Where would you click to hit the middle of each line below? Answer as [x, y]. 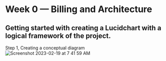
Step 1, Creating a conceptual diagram [45, 48]
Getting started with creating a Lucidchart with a [83, 28]
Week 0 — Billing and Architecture [79, 9]
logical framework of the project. [58, 36]
